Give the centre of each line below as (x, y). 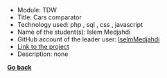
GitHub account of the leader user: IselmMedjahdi (88, 39)
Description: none (43, 54)
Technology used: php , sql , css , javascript (80, 25)
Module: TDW (37, 10)
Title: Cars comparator (49, 17)
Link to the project (43, 47)
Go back (19, 67)
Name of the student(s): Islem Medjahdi (74, 32)
